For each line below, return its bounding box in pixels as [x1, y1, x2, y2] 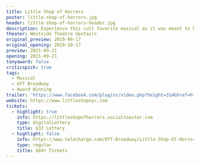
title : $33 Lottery [17, 125, 65, 131]
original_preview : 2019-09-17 [6, 36, 82, 42]
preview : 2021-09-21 [6, 48, 58, 54]
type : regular [17, 142, 52, 148]
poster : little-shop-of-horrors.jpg [6, 14, 97, 20]
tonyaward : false [6, 59, 49, 64]
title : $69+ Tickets [17, 147, 68, 153]
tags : [6, 70, 20, 76]
